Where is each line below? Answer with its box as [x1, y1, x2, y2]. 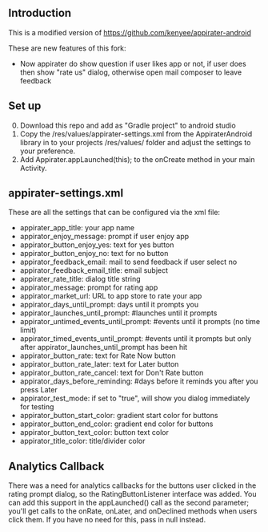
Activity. [19, 163, 47, 173]
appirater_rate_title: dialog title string [19, 274, 142, 284]
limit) [19, 325, 37, 335]
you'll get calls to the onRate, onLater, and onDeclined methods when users [8, 506, 258, 516]
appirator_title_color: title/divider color [19, 437, 146, 446]
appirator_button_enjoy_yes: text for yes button [19, 240, 174, 250]
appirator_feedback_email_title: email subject [19, 266, 169, 275]
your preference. [19, 146, 76, 156]
